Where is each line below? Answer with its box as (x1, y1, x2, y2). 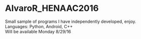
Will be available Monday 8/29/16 (5, 29, 71, 34)
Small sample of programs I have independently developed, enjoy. (5, 19, 137, 24)
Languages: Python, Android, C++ (5, 23, 73, 29)
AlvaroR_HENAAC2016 (5, 3, 99, 14)
